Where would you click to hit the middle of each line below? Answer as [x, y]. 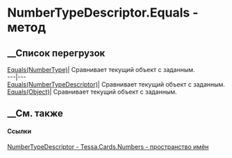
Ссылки [19, 131]
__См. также [35, 113]
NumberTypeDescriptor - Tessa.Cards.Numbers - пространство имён [108, 146]
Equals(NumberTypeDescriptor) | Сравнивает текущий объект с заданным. [116, 84]
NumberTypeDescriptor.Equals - [103, 13]
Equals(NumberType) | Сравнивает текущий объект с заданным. [101, 70]
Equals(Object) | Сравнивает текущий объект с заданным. [92, 92]
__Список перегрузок [56, 53]
